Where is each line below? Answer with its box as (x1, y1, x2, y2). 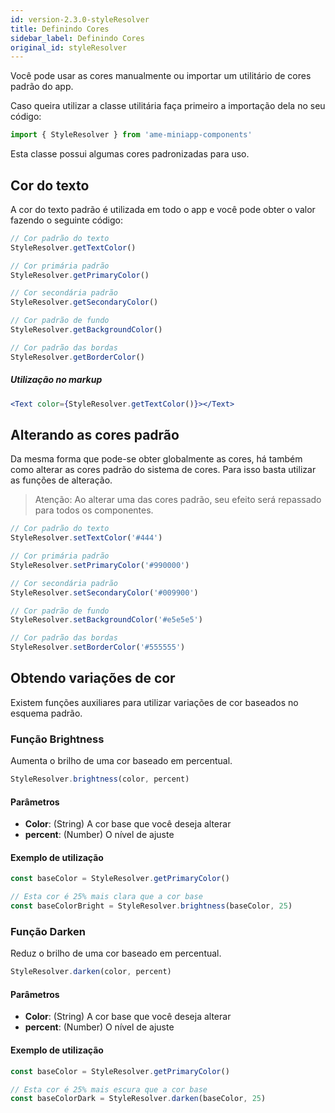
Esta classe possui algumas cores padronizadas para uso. (10, 148, 250, 160)
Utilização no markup (10, 374, 103, 386)
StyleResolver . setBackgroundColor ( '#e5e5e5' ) (10, 615, 203, 625)
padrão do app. (10, 81, 74, 93)
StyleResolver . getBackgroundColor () (10, 325, 163, 335)
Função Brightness (10, 732, 105, 746)
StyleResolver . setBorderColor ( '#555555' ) (10, 642, 186, 653)
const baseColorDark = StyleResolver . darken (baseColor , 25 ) (10, 1094, 267, 1104)
